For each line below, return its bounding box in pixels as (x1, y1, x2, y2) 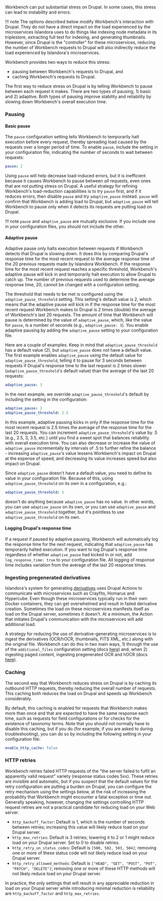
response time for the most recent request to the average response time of (5, 256, 155, 262)
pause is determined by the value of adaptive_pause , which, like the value (5, 317, 152, 323)
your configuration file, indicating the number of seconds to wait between (5, 150, 153, 155)
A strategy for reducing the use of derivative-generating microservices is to (5, 631, 157, 637)
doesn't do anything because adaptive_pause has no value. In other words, (5, 499, 155, 505)
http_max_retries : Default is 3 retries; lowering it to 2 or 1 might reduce (12, 834, 155, 840)
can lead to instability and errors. (5, 9, 72, 15)
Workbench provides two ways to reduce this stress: (5, 59, 111, 65)
